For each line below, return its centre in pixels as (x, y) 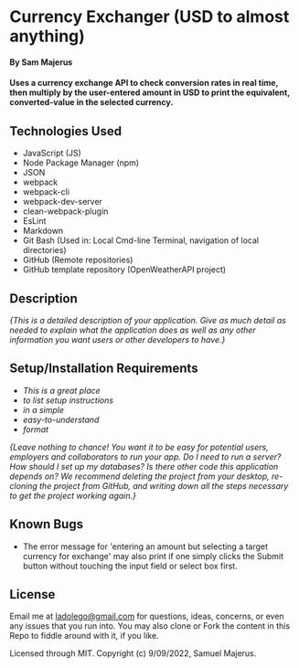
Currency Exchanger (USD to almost (149, 17)
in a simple (43, 409)
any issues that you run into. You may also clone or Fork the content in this (150, 626)
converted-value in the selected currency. (91, 102)
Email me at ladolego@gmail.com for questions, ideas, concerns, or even (147, 616)
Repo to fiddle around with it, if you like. (84, 636)
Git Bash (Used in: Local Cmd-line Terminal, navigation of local (140, 240)
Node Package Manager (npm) (81, 163)
